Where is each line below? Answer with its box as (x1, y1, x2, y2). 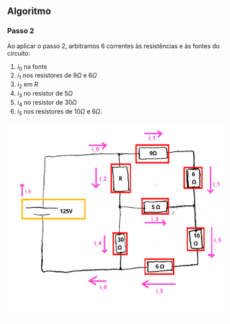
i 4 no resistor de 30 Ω (17, 98, 77, 108)
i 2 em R (17, 80, 39, 90)
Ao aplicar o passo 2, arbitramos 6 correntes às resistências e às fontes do (7, 41, 220, 50)
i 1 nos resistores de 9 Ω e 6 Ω (17, 72, 98, 81)
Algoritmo (7, 6, 52, 17)
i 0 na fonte (17, 62, 48, 72)
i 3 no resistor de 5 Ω (17, 89, 74, 99)
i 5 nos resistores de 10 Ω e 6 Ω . (17, 107, 103, 117)
